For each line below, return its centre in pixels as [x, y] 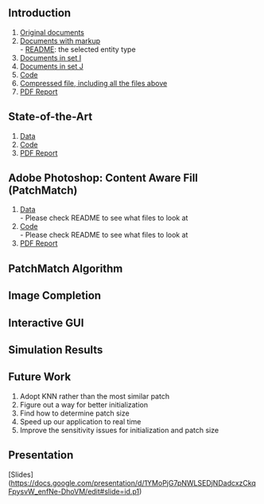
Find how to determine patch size [74, 413]
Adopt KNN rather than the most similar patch [94, 396]
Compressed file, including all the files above [93, 83]
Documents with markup [60, 41]
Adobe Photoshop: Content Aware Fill [103, 178]
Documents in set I [50, 57]
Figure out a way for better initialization [84, 404]
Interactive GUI [46, 323]
